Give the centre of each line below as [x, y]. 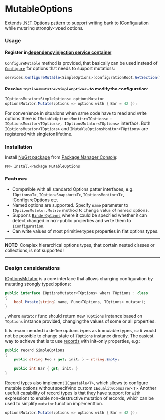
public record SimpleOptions [35, 350]
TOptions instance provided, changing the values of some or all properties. [81, 321]
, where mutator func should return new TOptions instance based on [74, 316]
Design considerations [33, 268]
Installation [19, 147]
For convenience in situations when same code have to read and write [76, 113]
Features [16, 179]
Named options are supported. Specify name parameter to [70, 205]
